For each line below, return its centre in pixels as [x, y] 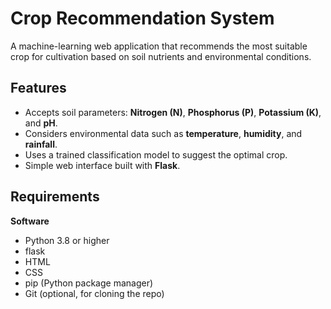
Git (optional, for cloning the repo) [94, 293]
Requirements [55, 197]
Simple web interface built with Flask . [102, 165]
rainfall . [41, 144]
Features [38, 88]
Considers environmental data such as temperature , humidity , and [163, 133]
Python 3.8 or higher [67, 240]
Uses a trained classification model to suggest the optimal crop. [156, 154]
